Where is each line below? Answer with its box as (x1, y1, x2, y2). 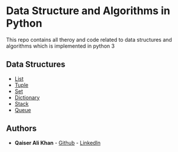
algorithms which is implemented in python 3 (6, 42, 115, 49)
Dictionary (14, 94, 40, 101)
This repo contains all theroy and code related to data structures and (6, 36, 172, 43)
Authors (6, 124, 37, 134)
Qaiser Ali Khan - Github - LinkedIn (14, 139, 101, 146)
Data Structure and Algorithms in (6, 4, 170, 18)
